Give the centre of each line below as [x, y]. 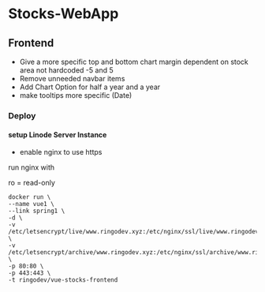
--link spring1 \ [37, 211]
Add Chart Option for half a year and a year [90, 87]
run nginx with [32, 167]
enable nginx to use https [61, 152]
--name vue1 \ [32, 204]
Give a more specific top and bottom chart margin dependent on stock [134, 62]
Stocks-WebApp [63, 14]
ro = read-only [32, 183]
